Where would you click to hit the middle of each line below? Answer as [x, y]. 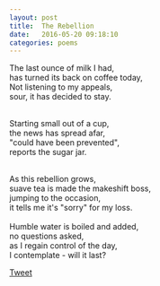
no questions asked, [47, 236]
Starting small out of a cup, [59, 124]
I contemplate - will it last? [58, 256]
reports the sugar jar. [48, 152]
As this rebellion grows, [53, 179]
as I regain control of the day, [64, 246]
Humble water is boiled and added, [74, 227]
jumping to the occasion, [55, 198]
